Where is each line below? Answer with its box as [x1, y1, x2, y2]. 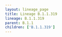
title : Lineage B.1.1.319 [5, 12, 57, 16]
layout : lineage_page [5, 7, 49, 12]
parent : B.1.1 [5, 20, 34, 25]
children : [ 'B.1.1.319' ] [5, 25, 55, 30]
